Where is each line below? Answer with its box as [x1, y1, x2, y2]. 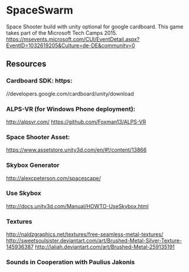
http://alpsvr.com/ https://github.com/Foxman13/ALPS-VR [6, 118, 146, 125]
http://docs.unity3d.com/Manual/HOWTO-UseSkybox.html [6, 202, 149, 209]
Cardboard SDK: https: [6, 77, 73, 85]
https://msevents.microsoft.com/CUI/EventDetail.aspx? [6, 35, 140, 42]
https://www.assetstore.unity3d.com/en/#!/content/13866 [6, 146, 147, 153]
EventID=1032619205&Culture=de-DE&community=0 [6, 42, 135, 49]
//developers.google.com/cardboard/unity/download [6, 90, 134, 97]
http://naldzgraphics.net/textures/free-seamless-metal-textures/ [6, 231, 164, 238]
